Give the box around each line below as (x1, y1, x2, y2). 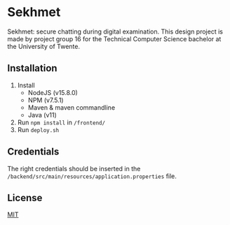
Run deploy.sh (17, 125, 60, 133)
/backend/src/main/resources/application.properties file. (7, 172, 177, 180)
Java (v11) (27, 110, 57, 119)
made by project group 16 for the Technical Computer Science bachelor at (7, 34, 222, 43)
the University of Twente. (7, 42, 81, 50)
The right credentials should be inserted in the (7, 164, 141, 173)
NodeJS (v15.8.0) (27, 88, 79, 96)
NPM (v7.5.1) (27, 96, 65, 104)
